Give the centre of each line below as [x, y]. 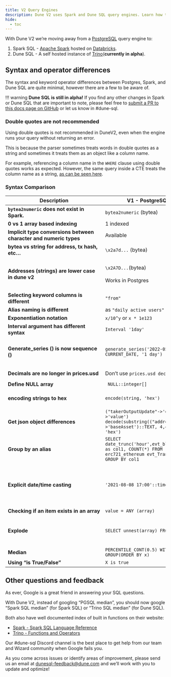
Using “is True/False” [34, 562]
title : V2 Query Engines [32, 10]
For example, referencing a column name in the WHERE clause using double [83, 163]
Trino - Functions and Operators [46, 633]
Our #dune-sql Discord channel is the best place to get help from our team [83, 643]
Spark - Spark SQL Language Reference [55, 628]
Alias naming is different [38, 310]
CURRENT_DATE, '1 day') [134, 354]
